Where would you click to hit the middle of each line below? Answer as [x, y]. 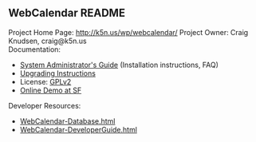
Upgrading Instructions [57, 73]
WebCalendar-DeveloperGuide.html [79, 129]
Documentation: [35, 49]
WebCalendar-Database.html [67, 121]
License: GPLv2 [45, 81]
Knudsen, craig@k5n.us [47, 41]
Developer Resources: [45, 105]
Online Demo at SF [51, 90]
